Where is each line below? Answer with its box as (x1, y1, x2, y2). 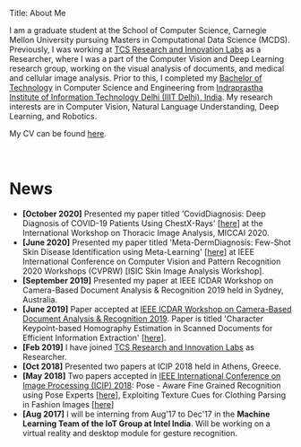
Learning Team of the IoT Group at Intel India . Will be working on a (21, 417, 271, 429)
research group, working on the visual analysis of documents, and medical (9, 63, 285, 74)
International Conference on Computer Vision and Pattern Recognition (21, 256, 281, 267)
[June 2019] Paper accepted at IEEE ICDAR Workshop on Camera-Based (21, 303, 293, 314)
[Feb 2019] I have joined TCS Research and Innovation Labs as (21, 341, 255, 353)
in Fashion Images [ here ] (21, 399, 115, 409)
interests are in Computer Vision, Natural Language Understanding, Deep (9, 101, 279, 111)
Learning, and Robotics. (9, 111, 98, 121)
